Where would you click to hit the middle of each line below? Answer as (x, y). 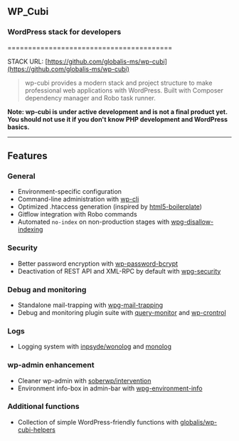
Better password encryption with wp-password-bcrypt (98, 264)
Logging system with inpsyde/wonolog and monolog (95, 347)
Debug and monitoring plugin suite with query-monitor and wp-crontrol (122, 312)
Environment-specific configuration (70, 192)
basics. (18, 127)
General (21, 176)
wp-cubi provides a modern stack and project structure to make (118, 83)
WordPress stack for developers (64, 32)
